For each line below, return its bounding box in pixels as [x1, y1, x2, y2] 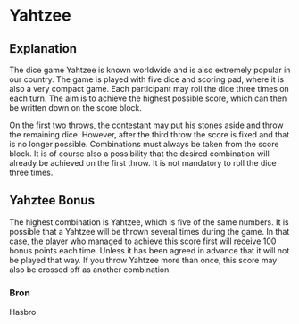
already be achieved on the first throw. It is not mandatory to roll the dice [9, 158, 277, 168]
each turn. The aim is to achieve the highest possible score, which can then [9, 93, 287, 104]
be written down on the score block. [9, 103, 143, 112]
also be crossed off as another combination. [9, 264, 172, 275]
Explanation [9, 41, 78, 56]
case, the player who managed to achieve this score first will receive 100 [9, 236, 277, 246]
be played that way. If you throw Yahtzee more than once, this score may [9, 254, 278, 265]
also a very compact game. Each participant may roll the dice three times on [9, 84, 290, 94]
